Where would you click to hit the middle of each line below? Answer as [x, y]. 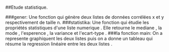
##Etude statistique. [26, 7]
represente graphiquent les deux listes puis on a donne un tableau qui [79, 38]
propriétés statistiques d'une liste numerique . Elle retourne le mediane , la [84, 28]
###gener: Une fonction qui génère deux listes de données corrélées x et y [85, 17]
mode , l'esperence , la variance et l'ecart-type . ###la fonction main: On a [84, 33]
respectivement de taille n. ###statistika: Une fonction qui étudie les [77, 22]
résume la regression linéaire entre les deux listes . [59, 44]
